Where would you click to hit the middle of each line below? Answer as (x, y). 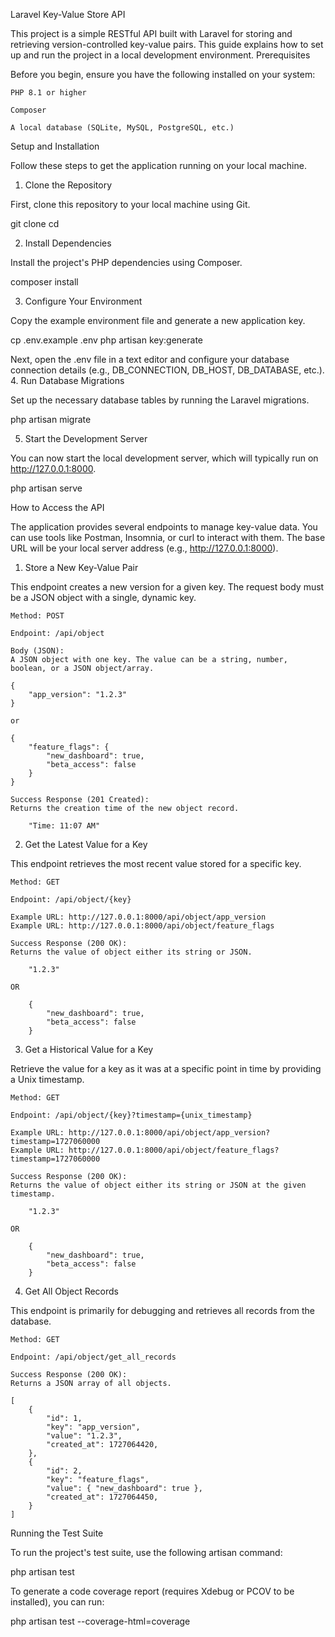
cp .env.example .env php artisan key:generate (107, 340)
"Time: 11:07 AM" (64, 826)
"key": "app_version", (93, 1427)
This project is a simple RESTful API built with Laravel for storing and (151, 33)
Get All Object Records (72, 1291)
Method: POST (37, 616)
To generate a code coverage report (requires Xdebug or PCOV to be (152, 1591)
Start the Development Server (86, 438)
